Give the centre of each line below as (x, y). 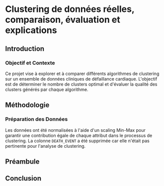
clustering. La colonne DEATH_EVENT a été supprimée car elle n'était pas (78, 141)
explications (31, 30)
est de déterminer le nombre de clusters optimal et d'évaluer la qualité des (81, 84)
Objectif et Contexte (30, 63)
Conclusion (23, 178)
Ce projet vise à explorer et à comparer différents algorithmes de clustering (82, 74)
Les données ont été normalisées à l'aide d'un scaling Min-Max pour (75, 130)
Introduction (25, 48)
